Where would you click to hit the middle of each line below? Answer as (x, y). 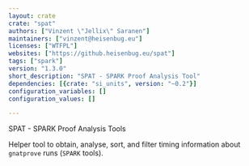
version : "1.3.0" (38, 69)
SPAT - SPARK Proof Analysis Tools (68, 129)
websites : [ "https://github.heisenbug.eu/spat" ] (92, 53)
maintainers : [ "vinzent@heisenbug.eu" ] (76, 38)
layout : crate (32, 16)
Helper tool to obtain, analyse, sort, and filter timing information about (124, 145)
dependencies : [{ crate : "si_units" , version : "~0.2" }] (103, 83)
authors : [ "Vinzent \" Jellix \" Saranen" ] (79, 31)
